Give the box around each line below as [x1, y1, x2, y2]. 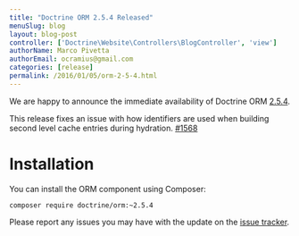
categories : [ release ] [9, 63, 94, 72]
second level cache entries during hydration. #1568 [9, 122, 198, 133]
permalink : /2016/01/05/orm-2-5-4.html [9, 72, 158, 80]
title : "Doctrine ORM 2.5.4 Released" [9, 13, 154, 22]
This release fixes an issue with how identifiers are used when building [9, 113, 270, 123]
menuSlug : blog [9, 21, 66, 30]
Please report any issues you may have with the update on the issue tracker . [9, 216, 290, 227]
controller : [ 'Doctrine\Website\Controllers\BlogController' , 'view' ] [9, 38, 278, 47]
